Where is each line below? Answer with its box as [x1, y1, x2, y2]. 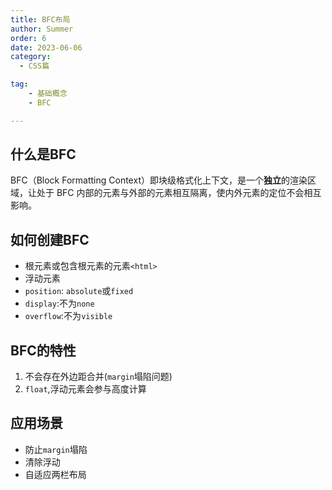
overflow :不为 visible [24, 310, 113, 322]
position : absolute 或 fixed [24, 285, 134, 297]
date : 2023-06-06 [10, 42, 83, 53]
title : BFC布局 [10, 14, 71, 25]
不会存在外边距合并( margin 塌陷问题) [24, 371, 173, 383]
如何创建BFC [10, 231, 90, 248]
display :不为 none [24, 297, 95, 310]
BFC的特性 [10, 342, 77, 359]
